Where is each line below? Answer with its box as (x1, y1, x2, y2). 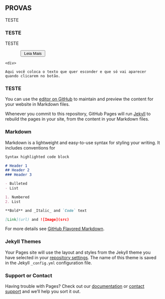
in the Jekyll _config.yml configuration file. (5, 260, 92, 266)
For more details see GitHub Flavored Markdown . (5, 226, 105, 232)
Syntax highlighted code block (5, 154, 69, 159)
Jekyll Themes (5, 238, 41, 245)
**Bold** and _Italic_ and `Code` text (5, 208, 87, 213)
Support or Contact (5, 272, 53, 279)
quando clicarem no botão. (5, 74, 61, 79)
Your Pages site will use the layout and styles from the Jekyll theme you (5, 249, 151, 255)
